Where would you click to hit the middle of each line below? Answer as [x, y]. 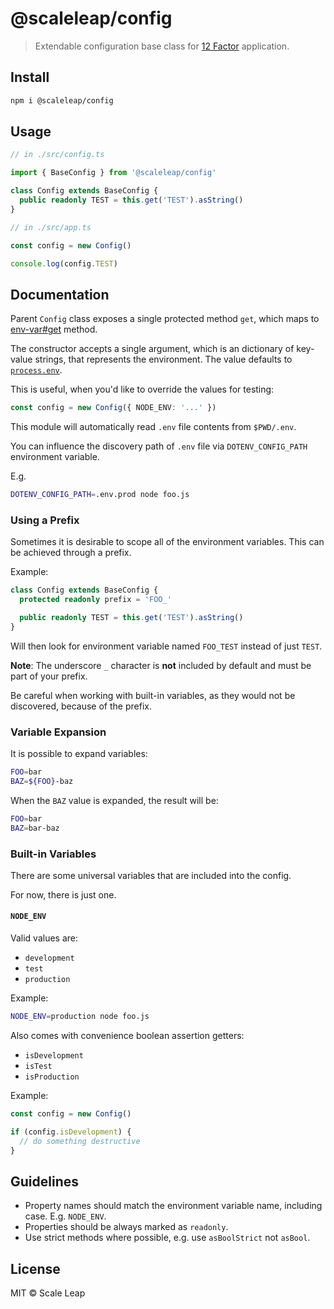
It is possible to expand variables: [79, 754]
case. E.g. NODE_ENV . [65, 1216]
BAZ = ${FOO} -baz [42, 781]
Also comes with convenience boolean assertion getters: [127, 1035]
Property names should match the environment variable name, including [173, 1206]
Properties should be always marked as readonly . [126, 1227]
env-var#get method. [54, 329]
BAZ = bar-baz [35, 828]
